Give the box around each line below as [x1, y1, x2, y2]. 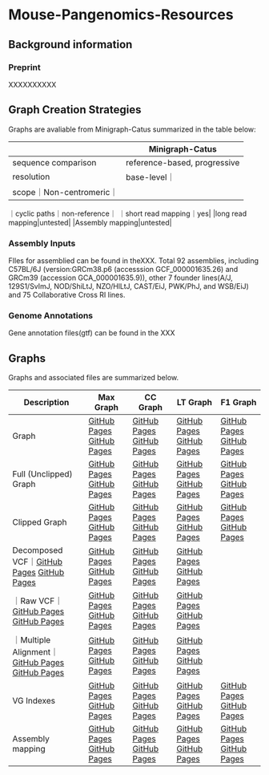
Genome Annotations [8, 310, 94, 321]
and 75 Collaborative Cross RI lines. [8, 290, 126, 299]
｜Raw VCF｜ [12, 595, 63, 607]
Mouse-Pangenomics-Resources [8, 6, 234, 24]
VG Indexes [12, 696, 56, 707]
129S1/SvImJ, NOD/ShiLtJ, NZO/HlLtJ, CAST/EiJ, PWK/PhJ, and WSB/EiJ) [8, 281, 250, 290]
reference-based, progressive [125, 156, 240, 168]
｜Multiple [12, 635, 51, 646]
